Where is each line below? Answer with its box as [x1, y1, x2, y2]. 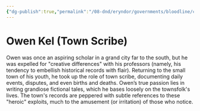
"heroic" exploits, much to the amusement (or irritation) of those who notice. [6, 98, 193, 105]
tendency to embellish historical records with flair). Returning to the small [6, 66, 186, 74]
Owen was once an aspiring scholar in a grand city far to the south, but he [6, 54, 188, 61]
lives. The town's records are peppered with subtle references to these [6, 91, 180, 99]
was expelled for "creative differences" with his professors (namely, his [6, 60, 182, 67]
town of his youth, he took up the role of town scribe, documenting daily [6, 72, 183, 80]
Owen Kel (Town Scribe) [6, 34, 128, 47]
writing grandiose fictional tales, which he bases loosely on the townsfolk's [6, 85, 190, 93]
